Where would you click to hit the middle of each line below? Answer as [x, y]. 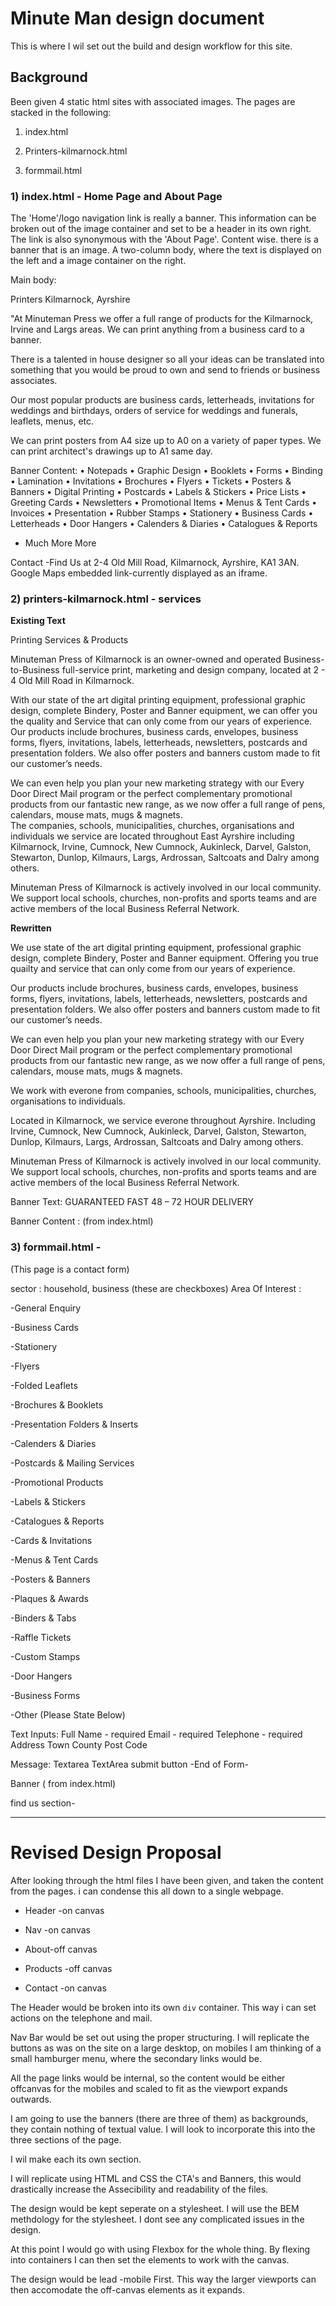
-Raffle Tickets [41, 1637]
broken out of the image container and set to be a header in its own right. [161, 229]
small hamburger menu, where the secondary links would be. [136, 2058]
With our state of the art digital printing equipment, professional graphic [158, 700]
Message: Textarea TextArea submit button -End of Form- [129, 1764]
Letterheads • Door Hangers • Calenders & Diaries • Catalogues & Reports [164, 524]
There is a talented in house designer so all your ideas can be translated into [167, 359]
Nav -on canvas [57, 1929]
